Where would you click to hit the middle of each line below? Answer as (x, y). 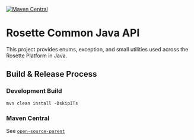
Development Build (34, 91)
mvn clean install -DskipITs (42, 103)
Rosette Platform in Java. (37, 56)
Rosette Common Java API (73, 33)
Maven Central (28, 118)
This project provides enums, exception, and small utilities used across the (97, 49)
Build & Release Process (52, 74)
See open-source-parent (36, 131)
